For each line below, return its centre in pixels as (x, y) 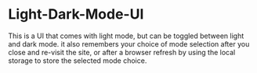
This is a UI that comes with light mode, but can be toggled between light (126, 36)
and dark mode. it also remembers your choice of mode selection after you (129, 43)
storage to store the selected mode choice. (78, 61)
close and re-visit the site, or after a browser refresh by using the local (122, 52)
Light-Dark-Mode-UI (76, 14)
